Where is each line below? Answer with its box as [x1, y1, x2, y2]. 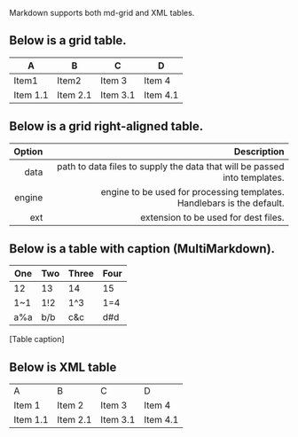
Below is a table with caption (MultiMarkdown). [9, 241, 276, 256]
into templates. [223, 171, 285, 183]
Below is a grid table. [9, 33, 127, 48]
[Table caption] [9, 334, 65, 345]
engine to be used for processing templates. [100, 185, 285, 198]
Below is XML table [9, 359, 117, 375]
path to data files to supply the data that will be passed [56, 160, 285, 172]
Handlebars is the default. [176, 197, 285, 209]
